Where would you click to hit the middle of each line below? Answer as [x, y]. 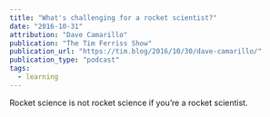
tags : [20, 69]
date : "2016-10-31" [46, 26]
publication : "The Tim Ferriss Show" [81, 43]
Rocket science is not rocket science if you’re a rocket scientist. [129, 102]
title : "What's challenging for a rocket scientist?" [114, 18]
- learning [38, 77]
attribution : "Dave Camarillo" [69, 34]
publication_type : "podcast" [65, 60]
